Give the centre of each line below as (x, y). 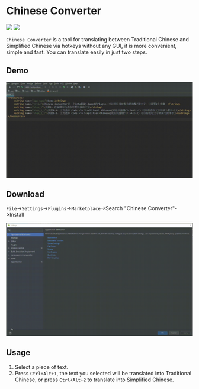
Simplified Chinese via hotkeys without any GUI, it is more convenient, (92, 46)
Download (25, 194)
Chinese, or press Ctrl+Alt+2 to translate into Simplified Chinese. (94, 380)
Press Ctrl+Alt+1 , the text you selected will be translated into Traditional (103, 373)
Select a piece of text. (41, 367)
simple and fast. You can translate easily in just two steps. (77, 52)
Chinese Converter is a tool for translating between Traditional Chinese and (98, 39)
